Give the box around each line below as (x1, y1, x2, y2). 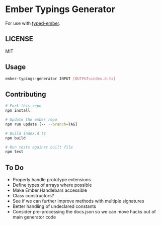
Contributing (5, 90, 46, 99)
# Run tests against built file (5, 144, 73, 149)
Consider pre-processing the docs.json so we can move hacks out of (12, 209, 156, 215)
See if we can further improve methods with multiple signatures (12, 198, 144, 204)
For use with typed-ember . (5, 20, 60, 26)
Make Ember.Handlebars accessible (12, 187, 87, 193)
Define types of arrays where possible (12, 182, 92, 188)
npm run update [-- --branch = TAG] (5, 122, 78, 127)
